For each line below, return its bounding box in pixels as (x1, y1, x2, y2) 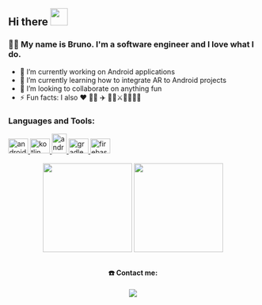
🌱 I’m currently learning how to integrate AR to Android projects (19, 75, 227, 85)
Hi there (8, 15, 49, 28)
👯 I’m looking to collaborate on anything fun (19, 84, 162, 93)
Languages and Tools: (8, 115, 95, 126)
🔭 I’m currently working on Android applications (19, 66, 176, 76)
